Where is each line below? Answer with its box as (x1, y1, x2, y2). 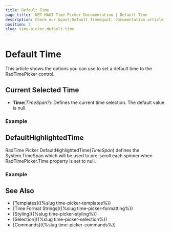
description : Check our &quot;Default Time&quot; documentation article (5, 17, 164, 22)
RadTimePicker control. (5, 71, 55, 77)
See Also (5, 186, 34, 195)
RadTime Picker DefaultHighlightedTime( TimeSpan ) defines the (5, 147, 140, 153)
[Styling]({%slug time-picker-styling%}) (12, 211, 97, 217)
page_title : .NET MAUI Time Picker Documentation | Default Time (5, 12, 147, 17)
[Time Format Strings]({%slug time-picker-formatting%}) (12, 205, 133, 211)
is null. (12, 104, 27, 111)
